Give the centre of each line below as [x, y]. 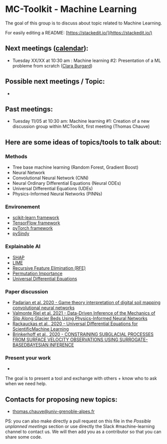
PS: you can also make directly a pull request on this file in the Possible [78, 421]
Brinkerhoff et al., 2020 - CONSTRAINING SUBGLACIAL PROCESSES [83, 334]
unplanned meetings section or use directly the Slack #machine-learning [80, 427]
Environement [23, 207]
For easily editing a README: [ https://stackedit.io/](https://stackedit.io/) [79, 32]
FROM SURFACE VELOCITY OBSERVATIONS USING [65, 339]
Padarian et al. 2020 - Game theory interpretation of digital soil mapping [86, 302]
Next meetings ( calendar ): [47, 48]
